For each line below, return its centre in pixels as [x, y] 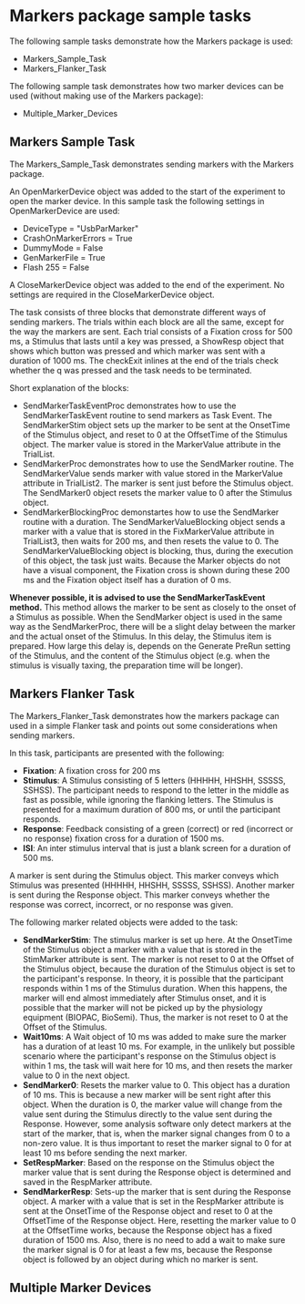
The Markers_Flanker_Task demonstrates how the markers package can [144, 715]
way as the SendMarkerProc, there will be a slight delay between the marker [152, 626]
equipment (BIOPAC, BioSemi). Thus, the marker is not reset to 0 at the [155, 1017]
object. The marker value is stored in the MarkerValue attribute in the [152, 444]
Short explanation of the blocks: [69, 387]
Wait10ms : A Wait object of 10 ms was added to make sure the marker [154, 1036]
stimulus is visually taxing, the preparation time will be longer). [127, 665]
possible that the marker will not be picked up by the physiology [142, 1007]
